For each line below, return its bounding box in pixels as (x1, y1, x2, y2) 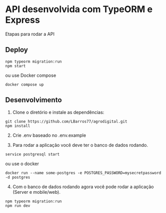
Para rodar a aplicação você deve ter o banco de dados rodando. (12, 142, 148, 148)
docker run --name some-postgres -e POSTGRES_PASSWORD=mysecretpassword (5, 170, 161, 175)
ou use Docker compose (5, 72, 57, 78)
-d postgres (5, 175, 30, 180)
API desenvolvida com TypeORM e (5, 4, 153, 15)
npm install (5, 123, 30, 128)
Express (5, 14, 40, 26)
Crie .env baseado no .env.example (12, 132, 86, 138)
